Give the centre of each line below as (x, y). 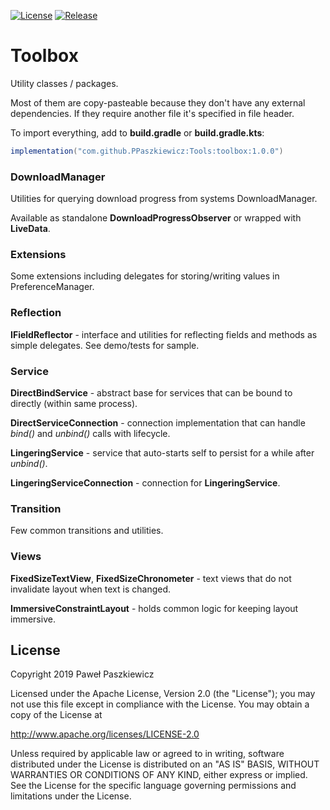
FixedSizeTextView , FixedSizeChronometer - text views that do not (151, 578)
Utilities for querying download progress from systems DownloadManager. (164, 199)
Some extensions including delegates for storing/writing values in (145, 276)
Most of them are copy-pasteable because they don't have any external (158, 102)
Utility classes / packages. (64, 83)
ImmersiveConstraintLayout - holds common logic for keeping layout (154, 608)
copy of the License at (56, 715)
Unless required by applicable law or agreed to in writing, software (147, 754)
